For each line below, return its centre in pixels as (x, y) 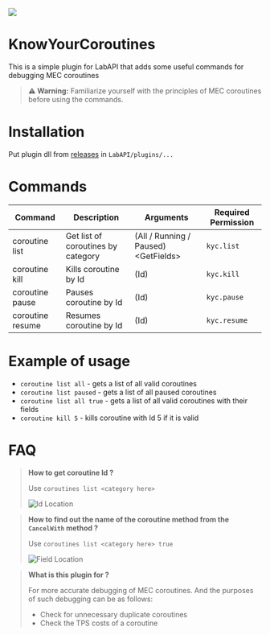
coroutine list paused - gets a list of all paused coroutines (118, 392)
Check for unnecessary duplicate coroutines (113, 614)
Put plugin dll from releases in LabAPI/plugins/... (91, 154)
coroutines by (92, 245)
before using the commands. (76, 99)
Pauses (80, 292)
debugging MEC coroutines (54, 75)
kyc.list (223, 246)
